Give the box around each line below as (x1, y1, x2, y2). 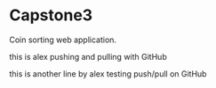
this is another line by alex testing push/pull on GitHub (9, 68, 207, 79)
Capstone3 (9, 5, 93, 26)
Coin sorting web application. (9, 34, 117, 45)
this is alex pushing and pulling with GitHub (9, 51, 167, 62)
